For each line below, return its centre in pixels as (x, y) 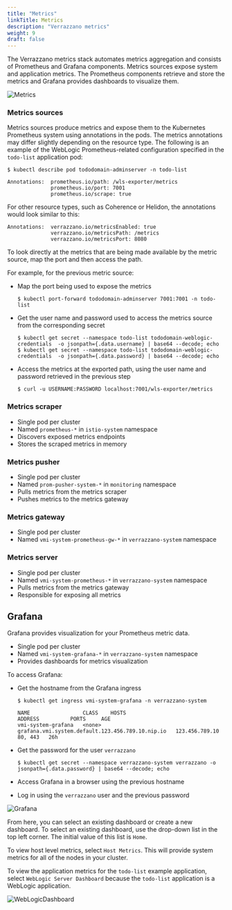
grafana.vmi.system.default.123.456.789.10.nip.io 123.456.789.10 (118, 731)
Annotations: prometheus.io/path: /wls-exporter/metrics (92, 182)
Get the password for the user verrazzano (77, 750)
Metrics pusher (34, 462)
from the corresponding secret (61, 325)
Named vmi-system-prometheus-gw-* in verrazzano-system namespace (117, 540)
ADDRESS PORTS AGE (64, 719)
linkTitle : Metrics (35, 20)
